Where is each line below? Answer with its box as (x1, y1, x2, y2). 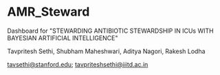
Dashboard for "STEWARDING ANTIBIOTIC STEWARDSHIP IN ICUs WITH (7, 27, 214, 35)
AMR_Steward (7, 4, 90, 20)
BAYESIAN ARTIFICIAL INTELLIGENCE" (7, 33, 118, 42)
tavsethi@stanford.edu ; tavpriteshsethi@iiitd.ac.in (7, 60, 148, 68)
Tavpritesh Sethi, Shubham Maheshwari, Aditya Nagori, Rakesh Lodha (7, 47, 206, 55)
